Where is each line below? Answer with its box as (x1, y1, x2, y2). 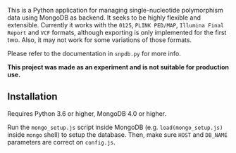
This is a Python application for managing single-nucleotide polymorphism (7, 6, 223, 14)
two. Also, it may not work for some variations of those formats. (7, 36, 192, 44)
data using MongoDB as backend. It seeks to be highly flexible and (7, 13, 201, 22)
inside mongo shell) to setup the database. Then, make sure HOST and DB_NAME (7, 130, 228, 139)
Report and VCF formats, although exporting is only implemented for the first (7, 28, 227, 36)
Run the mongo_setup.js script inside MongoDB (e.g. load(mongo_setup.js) (7, 123, 223, 131)
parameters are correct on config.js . (7, 138, 116, 146)
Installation (7, 91, 58, 102)
